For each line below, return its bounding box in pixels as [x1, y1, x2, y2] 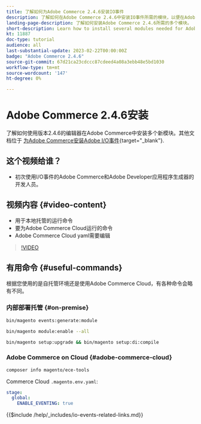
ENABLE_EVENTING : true [17, 401, 74, 407]
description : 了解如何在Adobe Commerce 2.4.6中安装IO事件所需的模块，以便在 [6, 14, 185, 20]
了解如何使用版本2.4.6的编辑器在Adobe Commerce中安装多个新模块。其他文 [6, 129, 195, 137]
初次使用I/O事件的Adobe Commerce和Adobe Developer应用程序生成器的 [14, 173, 194, 180]
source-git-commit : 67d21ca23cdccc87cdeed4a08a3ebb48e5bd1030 [6, 59, 165, 65]
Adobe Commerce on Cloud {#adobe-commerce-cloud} [6, 353, 172, 362]
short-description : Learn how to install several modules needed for [6, 25, 184, 32]
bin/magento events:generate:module [6, 317, 98, 323]
